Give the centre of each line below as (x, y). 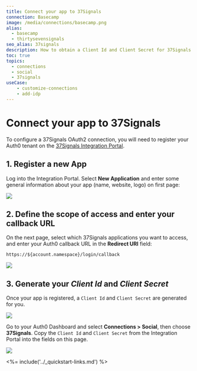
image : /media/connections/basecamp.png (57, 22)
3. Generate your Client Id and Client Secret (87, 284)
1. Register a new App (47, 164)
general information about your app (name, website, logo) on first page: (93, 185)
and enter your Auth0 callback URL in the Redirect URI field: (79, 244)
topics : (16, 61)
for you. (16, 304)
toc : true (18, 55)
